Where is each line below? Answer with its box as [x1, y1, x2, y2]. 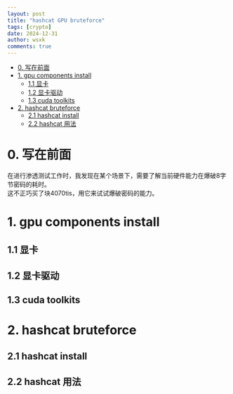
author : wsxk [7, 37, 46, 44]
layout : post [7, 10, 46, 18]
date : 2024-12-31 [7, 30, 58, 37]
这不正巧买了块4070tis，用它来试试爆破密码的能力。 [7, 189, 159, 197]
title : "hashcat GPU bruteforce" [7, 17, 105, 24]
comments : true [7, 43, 52, 50]
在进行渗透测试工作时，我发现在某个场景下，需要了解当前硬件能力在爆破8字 [7, 171, 227, 179]
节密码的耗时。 [7, 180, 51, 189]
